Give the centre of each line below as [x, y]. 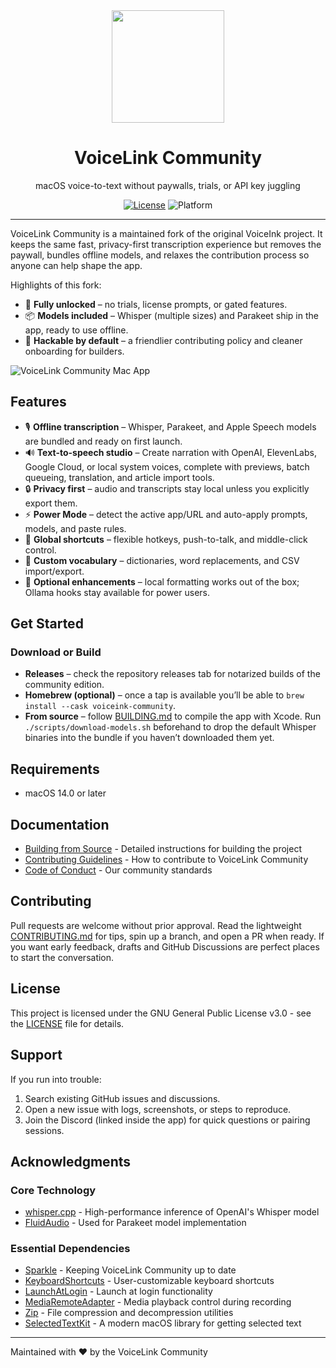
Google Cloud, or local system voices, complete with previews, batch [167, 466]
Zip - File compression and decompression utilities [129, 1313]
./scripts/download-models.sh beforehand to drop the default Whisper [170, 727]
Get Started [47, 624]
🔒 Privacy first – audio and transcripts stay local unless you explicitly [167, 488]
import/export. [54, 571]
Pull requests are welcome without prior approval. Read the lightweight [156, 925]
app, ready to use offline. [76, 330]
